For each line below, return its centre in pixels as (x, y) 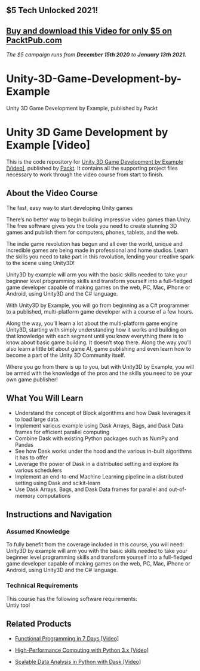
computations (54, 495)
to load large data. (37, 419)
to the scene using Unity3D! (41, 263)
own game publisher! (32, 379)
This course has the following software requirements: (72, 598)
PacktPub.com (34, 40)
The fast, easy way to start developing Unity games (70, 207)
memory (25, 495)
